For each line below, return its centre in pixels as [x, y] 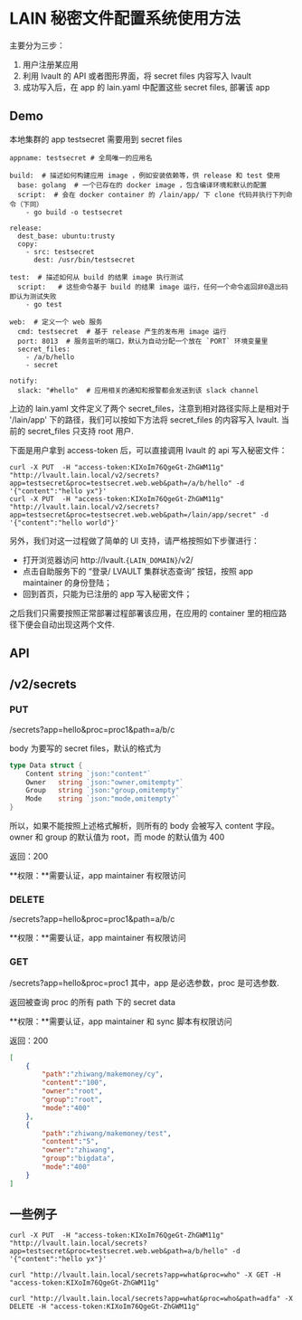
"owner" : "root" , [72, 1091]
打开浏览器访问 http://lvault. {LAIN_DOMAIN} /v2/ [108, 560]
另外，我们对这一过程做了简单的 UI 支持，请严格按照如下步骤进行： [135, 540]
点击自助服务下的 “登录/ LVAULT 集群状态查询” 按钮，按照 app [137, 571]
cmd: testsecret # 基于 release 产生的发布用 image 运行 [122, 331]
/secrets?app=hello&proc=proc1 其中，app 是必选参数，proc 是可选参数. [145, 983]
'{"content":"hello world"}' [64, 522]
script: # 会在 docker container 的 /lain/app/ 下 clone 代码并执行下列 [152, 195]
